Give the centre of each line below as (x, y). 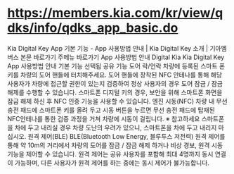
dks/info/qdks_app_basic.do (93, 28)
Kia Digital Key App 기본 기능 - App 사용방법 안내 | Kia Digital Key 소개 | (108, 48)
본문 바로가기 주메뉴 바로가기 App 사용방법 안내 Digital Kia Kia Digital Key (122, 57)
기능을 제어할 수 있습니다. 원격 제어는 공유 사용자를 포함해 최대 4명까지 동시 (110, 154)
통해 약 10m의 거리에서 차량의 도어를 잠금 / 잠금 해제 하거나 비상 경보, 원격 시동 (115, 145)
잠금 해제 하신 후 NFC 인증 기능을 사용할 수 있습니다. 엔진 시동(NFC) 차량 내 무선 (117, 101)
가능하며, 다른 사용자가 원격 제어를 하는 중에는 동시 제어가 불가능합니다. (112, 163)
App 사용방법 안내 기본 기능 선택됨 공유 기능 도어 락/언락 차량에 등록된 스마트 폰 (116, 66)
